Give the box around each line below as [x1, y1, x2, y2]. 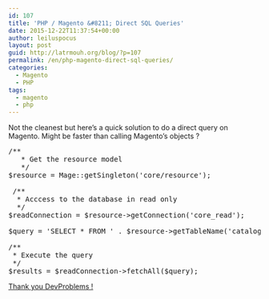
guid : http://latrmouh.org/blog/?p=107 [8, 49, 142, 57]
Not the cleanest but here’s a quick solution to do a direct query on [8, 123, 228, 133]
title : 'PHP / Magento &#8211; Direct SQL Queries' [8, 19, 184, 27]
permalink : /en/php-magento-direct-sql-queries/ [8, 57, 174, 65]
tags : [8, 86, 26, 94]
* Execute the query [12, 251, 94, 260]
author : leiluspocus [8, 34, 78, 42]
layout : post [8, 42, 52, 50]
